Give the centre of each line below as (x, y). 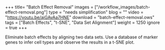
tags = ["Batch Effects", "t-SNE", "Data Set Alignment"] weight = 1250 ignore (82, 22)
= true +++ (16, 28)
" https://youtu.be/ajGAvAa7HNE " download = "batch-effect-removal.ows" (80, 17)
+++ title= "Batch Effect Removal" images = (49, 7)
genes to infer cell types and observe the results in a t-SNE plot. (70, 42)
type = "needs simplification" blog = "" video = (96, 12)
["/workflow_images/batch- (123, 7)
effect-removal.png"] (27, 12)
